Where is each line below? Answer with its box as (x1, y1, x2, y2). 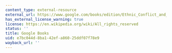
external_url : (5, 12, 36, 17)
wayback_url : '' (5, 40, 40, 45)
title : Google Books (5, 31, 50, 36)
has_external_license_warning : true (5, 17, 83, 22)
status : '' (5, 26, 29, 31)
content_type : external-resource (5, 7, 77, 13)
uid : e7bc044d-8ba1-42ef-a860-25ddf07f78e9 (5, 36, 100, 41)
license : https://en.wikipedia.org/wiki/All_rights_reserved (5, 21, 139, 27)
